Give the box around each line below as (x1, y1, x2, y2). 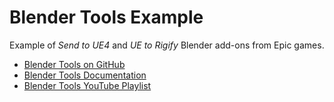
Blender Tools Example (9, 6, 204, 29)
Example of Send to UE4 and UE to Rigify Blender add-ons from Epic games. (9, 39, 325, 51)
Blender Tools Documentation (23, 69, 147, 81)
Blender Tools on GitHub (23, 58, 126, 70)
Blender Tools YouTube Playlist (23, 79, 152, 91)
